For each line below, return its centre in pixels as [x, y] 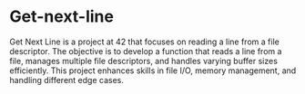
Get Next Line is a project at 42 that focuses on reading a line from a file [144, 42]
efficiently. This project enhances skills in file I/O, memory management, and [153, 70]
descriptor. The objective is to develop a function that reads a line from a [146, 51]
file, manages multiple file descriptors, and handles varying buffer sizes [143, 61]
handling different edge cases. [67, 80]
